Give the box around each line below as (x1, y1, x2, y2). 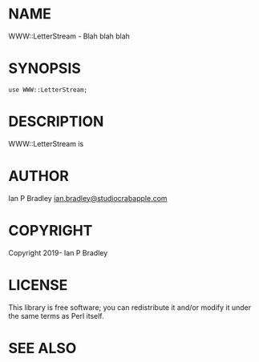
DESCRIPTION (8, 113, 104, 131)
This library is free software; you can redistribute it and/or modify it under (8, 302, 252, 312)
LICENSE (8, 276, 68, 294)
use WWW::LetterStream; (8, 86, 88, 94)
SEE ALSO (8, 339, 77, 357)
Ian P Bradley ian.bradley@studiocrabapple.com (8, 193, 168, 203)
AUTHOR (8, 167, 70, 185)
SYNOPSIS (8, 59, 82, 78)
